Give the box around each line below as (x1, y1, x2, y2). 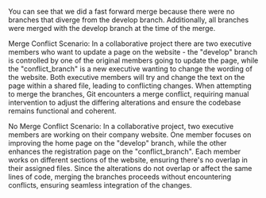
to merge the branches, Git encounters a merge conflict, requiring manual (8, 89, 249, 98)
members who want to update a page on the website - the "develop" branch (8, 48, 258, 56)
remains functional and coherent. (8, 106, 117, 116)
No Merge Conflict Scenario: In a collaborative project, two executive (8, 122, 234, 131)
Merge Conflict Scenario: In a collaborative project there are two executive (8, 39, 252, 48)
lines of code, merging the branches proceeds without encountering (8, 172, 232, 181)
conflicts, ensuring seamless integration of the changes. (8, 181, 192, 189)
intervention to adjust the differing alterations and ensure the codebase (8, 98, 241, 107)
